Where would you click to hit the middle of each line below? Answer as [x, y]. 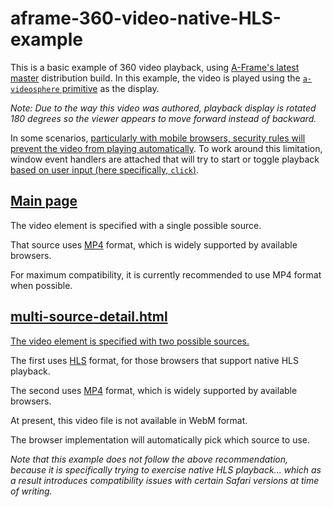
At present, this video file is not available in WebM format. [129, 420]
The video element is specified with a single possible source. [136, 225]
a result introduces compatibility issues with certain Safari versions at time [165, 480]
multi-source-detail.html [89, 317]
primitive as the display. [110, 88]
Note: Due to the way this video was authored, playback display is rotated [163, 108]
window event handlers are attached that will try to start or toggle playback [165, 159]
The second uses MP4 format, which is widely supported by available [154, 390]
